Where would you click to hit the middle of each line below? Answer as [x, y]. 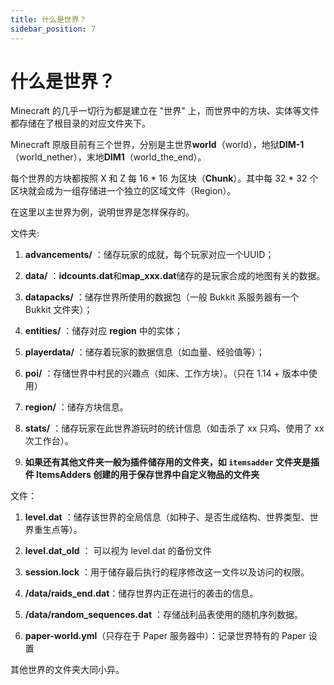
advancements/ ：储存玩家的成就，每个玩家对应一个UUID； [149, 255]
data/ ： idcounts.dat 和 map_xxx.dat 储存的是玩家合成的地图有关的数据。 [175, 276]
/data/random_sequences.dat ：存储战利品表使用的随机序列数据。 [164, 615]
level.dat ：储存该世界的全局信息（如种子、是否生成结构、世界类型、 [167, 517]
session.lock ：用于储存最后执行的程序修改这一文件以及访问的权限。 [167, 572]
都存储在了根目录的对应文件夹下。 [80, 123]
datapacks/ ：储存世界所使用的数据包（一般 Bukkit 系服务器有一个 [162, 297]
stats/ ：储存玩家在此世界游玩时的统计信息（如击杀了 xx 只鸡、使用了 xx [174, 428]
